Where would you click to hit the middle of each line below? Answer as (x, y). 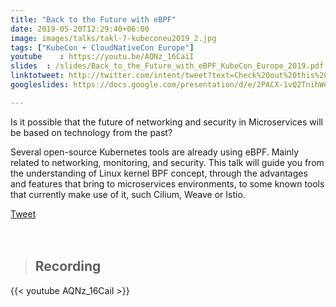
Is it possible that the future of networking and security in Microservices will (166, 122)
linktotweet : (37, 76)
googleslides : (40, 85)
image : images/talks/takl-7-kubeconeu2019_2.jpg (113, 38)
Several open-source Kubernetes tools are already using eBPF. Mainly (155, 152)
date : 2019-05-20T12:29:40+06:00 (80, 29)
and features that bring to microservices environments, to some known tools (167, 183)
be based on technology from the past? (91, 132)
